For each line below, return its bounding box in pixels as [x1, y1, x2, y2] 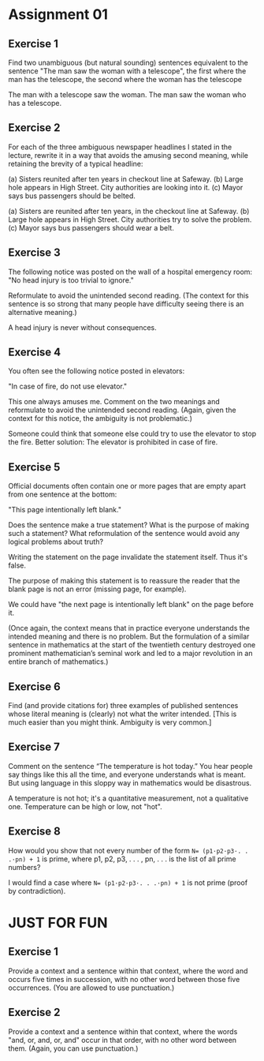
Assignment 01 [8, 6, 109, 24]
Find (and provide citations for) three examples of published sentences [8, 701, 239, 710]
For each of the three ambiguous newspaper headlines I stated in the [8, 142, 232, 152]
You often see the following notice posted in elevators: [8, 366, 185, 376]
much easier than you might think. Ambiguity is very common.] [8, 718, 212, 727]
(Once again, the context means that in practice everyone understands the [8, 624, 251, 633]
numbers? [8, 862, 41, 872]
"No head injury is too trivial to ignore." [8, 275, 134, 285]
